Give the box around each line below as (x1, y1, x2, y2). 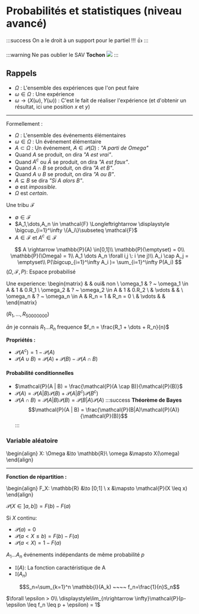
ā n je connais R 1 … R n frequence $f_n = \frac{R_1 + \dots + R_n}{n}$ (6, 323, 169, 332)
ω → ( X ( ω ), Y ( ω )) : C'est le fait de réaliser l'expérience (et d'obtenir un (14, 97, 187, 104)
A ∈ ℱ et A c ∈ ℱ (14, 233, 57, 241)
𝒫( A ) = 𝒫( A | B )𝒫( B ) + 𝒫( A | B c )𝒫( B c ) (14, 389, 99, 397)
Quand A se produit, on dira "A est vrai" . (14, 151, 113, 158)
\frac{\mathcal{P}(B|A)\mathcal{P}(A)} (85, 406, 180, 413)
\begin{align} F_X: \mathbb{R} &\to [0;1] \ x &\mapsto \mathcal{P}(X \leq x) (6, 485, 188, 492)
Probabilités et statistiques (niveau (6, 4, 182, 18)
